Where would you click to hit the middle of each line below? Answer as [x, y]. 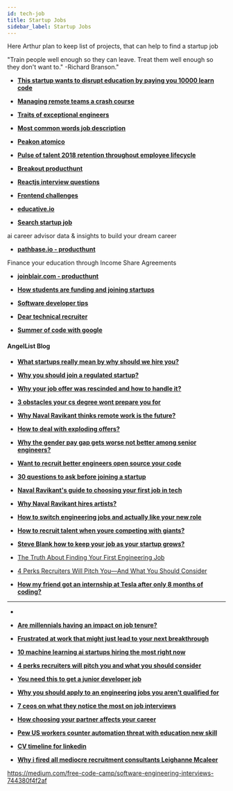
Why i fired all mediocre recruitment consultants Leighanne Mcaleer [118, 759]
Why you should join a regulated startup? [78, 375]
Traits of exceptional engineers [63, 115]
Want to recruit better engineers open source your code [99, 463]
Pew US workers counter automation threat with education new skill [117, 733]
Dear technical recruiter [52, 317]
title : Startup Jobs [37, 20]
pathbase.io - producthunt [56, 249]
